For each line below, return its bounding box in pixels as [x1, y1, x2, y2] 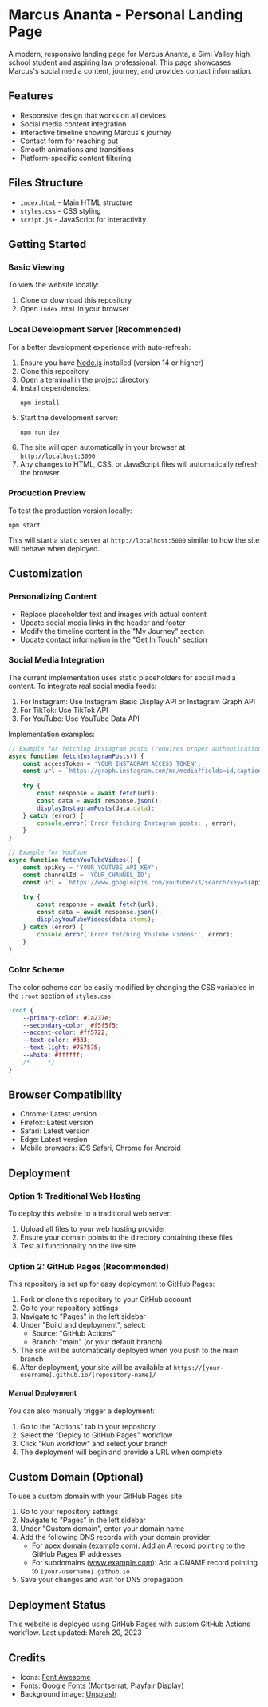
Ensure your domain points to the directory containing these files [19, 1232, 233, 1242]
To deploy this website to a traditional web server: [8, 1208, 172, 1218]
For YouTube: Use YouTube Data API [19, 714, 140, 723]
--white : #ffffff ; [22, 1051, 84, 1059]
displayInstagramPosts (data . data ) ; [37, 804, 156, 812]
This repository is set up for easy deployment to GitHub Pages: [8, 1279, 215, 1289]
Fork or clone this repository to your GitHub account [19, 1295, 191, 1304]
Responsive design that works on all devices [19, 110, 166, 120]
